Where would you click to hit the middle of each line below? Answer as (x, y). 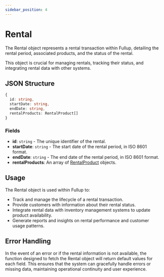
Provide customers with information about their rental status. (74, 205)
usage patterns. (28, 226)
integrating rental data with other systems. (48, 68)
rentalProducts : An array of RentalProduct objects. (64, 162)
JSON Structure (30, 83)
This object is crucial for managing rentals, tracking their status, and (75, 63)
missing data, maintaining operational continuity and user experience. (76, 269)
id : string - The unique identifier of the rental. (59, 141)
